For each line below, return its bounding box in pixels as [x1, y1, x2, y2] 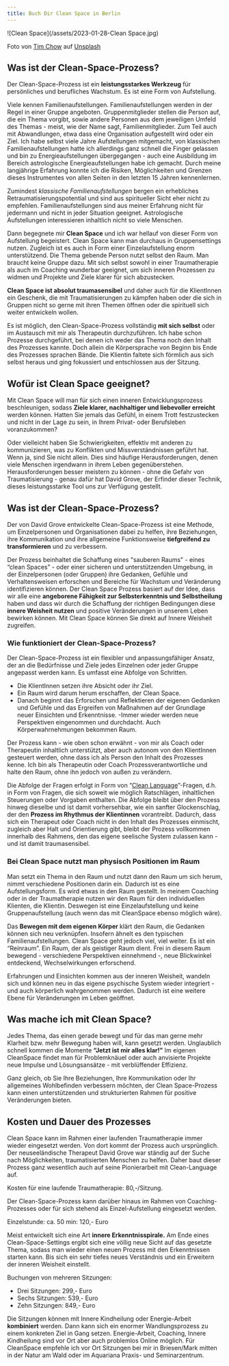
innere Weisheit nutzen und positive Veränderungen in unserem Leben [7, 607, 208, 615]
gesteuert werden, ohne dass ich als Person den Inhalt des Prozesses [7, 753, 204, 762]
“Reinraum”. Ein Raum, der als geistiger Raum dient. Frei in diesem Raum [7, 944, 211, 952]
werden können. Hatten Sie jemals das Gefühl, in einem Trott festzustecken [7, 411, 219, 419]
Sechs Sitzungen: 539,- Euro [16, 1294, 98, 1302]
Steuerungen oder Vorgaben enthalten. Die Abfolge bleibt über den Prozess [7, 796, 220, 804]
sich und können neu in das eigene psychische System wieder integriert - [7, 979, 215, 987]
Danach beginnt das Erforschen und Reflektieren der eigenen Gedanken [16, 696, 221, 705]
